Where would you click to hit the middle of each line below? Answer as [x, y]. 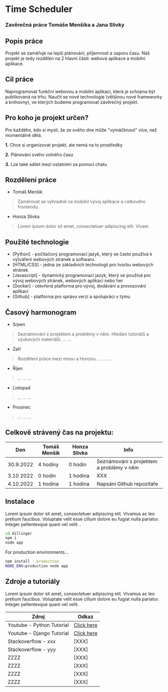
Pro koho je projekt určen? [47, 118]
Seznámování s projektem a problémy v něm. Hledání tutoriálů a [83, 334]
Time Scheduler [39, 9]
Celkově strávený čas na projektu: [59, 433]
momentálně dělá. [24, 135]
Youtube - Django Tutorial [38, 633]
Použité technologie [37, 242]
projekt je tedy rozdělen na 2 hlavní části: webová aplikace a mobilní [75, 58]
